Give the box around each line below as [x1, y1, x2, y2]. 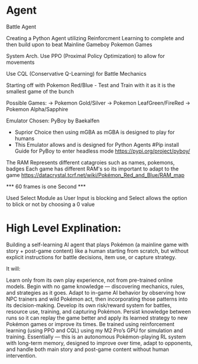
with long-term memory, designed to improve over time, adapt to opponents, [6, 339, 193, 346]
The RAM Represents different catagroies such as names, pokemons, [6, 159, 175, 166]
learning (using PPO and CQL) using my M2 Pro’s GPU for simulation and [6, 327, 183, 334]
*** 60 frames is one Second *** [6, 183, 86, 190]
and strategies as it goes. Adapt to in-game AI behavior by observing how [6, 289, 186, 296]
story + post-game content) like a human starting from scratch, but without [6, 247, 189, 255]
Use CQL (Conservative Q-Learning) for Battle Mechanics [6, 70, 147, 77]
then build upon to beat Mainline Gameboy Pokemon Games [6, 41, 152, 48]
